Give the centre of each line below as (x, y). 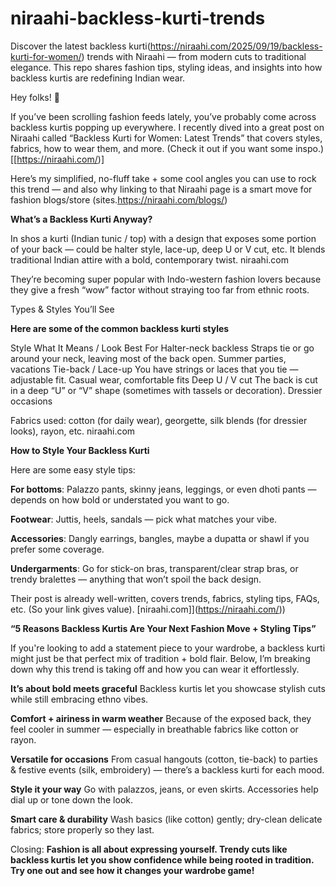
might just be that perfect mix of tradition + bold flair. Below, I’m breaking (160, 658)
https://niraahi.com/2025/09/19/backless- (236, 46)
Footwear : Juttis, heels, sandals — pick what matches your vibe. (144, 519)
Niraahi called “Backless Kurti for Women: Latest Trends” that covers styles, (166, 138)
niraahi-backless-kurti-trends (138, 18)
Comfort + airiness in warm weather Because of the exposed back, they (161, 718)
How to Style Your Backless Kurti (80, 450)
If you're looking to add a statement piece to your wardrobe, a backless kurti (168, 648)
